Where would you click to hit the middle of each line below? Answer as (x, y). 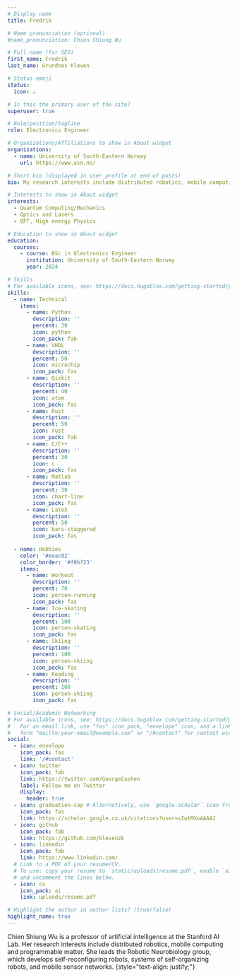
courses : (26, 247)
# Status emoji (30, 78)
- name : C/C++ (47, 444)
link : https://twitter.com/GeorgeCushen (80, 779)
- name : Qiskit (48, 378)
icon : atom (49, 398)
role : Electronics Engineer (49, 130)
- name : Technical (41, 299)
